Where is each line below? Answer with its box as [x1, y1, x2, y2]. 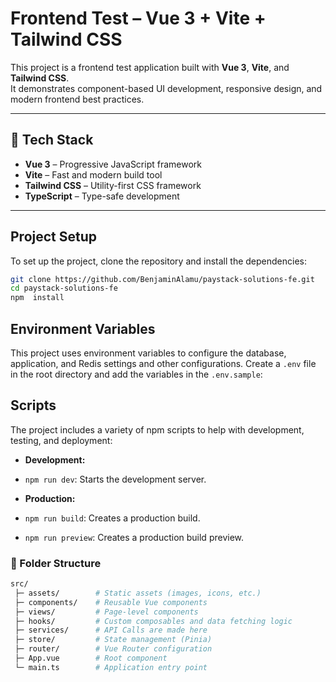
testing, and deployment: [10, 434, 113, 446]
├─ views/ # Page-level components [14, 607, 199, 617]
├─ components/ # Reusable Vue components [14, 597, 208, 607]
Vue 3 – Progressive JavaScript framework [24, 158, 203, 170]
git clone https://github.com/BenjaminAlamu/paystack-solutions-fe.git [10, 274, 315, 284]
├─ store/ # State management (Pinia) [14, 635, 213, 645]
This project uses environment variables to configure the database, [10, 347, 287, 359]
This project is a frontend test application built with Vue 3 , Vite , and [10, 61, 290, 73]
